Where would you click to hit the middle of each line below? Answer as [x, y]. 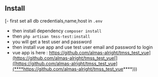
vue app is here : [30, 52]
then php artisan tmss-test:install [51, 36]
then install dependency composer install [57, 31]
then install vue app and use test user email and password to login [82, 47]
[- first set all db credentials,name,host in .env [54, 21]
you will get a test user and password [52, 42]
